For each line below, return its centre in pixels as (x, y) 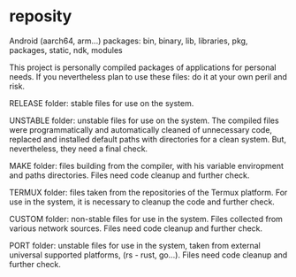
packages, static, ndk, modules (66, 50)
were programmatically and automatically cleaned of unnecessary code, (140, 129)
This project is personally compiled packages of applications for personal (143, 67)
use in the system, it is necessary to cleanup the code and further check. (142, 202)
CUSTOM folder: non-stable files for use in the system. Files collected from (146, 219)
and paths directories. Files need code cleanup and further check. (129, 175)
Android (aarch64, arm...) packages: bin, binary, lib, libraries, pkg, (129, 41)
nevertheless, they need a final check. (79, 149)
